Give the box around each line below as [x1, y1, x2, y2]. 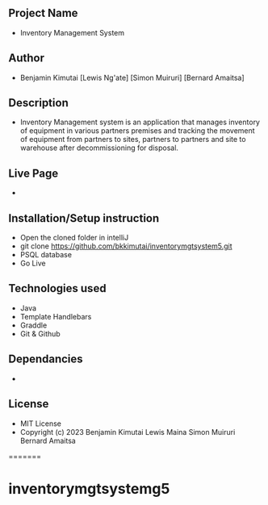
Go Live [19, 258, 46, 269]
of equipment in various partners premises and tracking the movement [19, 126, 256, 136]
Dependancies [8, 353, 83, 366]
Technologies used [8, 282, 107, 295]
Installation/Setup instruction [8, 211, 160, 225]
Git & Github [19, 328, 61, 338]
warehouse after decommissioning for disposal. [19, 143, 179, 152]
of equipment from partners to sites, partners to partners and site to [19, 135, 246, 144]
